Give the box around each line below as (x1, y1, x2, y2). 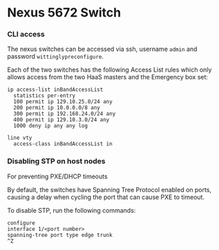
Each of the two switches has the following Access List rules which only (7, 65, 212, 74)
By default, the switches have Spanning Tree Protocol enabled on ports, (7, 185, 212, 194)
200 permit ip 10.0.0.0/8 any (13, 105, 100, 112)
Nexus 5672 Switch (7, 5, 122, 21)
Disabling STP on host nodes (7, 156, 106, 166)
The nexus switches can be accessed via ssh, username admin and (7, 45, 198, 53)
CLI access (7, 30, 45, 39)
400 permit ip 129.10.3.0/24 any (13, 116, 110, 123)
